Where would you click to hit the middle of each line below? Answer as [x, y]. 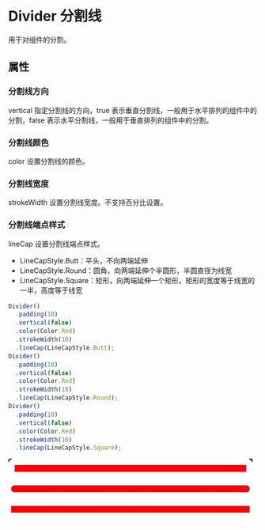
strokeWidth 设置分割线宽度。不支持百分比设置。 [88, 203]
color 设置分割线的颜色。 [49, 161]
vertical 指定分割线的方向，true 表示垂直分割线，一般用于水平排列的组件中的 [132, 110]
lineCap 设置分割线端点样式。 [56, 244]
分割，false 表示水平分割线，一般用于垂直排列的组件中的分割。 [111, 120]
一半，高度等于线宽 [51, 290]
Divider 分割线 [55, 16]
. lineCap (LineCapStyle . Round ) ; [67, 398]
